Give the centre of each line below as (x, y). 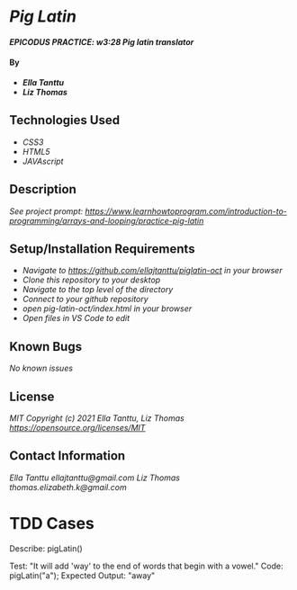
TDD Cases (52, 524)
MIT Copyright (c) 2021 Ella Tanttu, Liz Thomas (97, 418)
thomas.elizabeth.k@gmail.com (68, 487)
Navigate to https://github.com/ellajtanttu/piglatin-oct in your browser (152, 271)
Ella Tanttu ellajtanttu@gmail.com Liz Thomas (94, 478)
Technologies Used (64, 120)
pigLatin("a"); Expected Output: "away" (82, 575)
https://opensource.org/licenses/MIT (77, 428)
